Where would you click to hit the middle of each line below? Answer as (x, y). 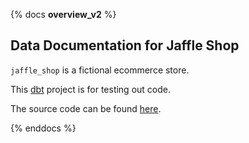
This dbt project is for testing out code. (90, 89)
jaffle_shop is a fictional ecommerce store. (100, 70)
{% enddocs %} (43, 128)
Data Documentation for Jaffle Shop (125, 45)
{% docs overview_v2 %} (63, 14)
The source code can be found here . (86, 108)
